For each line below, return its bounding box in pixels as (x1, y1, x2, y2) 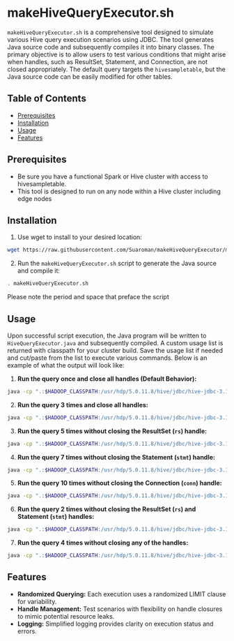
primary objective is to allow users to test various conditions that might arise (7, 50, 226, 59)
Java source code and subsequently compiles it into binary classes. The (7, 43, 214, 51)
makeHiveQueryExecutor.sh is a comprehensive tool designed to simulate (7, 28, 214, 36)
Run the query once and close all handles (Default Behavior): (17, 375, 197, 383)
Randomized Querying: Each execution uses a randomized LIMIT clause (17, 589, 226, 598)
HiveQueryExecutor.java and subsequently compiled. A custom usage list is (7, 338, 224, 347)
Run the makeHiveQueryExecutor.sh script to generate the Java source (17, 259, 217, 268)
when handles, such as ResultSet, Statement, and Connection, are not (7, 57, 208, 66)
